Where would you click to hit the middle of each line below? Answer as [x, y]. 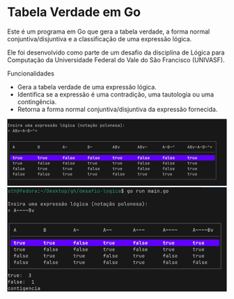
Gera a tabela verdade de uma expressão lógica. [87, 87]
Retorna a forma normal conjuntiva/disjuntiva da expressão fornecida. [117, 109]
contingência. [37, 101]
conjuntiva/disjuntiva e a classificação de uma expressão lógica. [100, 38]
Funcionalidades [31, 73]
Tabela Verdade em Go [74, 12]
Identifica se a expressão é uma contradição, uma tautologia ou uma [116, 94]
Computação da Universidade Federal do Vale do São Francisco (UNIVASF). [116, 59]
